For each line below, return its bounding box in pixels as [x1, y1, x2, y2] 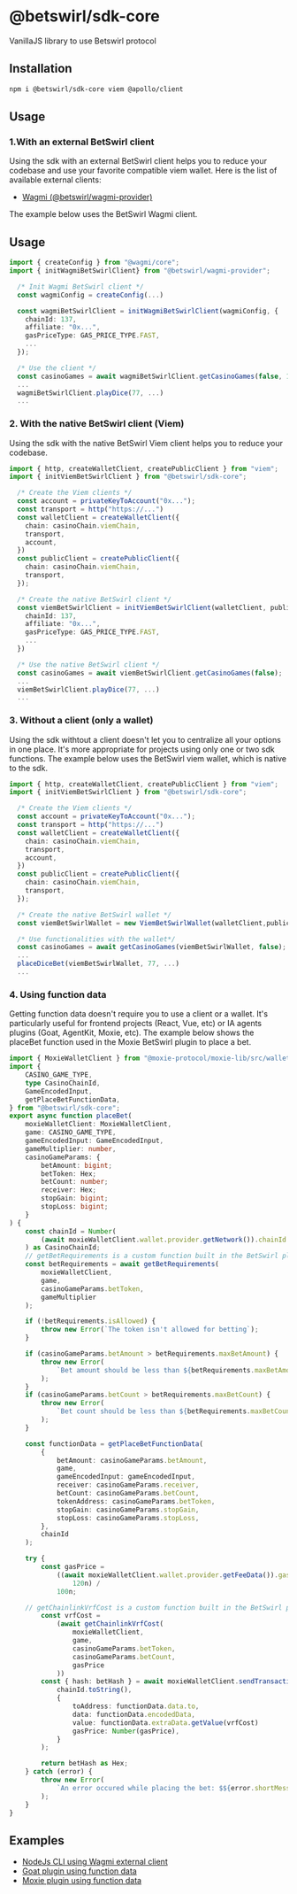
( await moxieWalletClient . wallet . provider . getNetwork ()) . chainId [41, 1235, 287, 1244]
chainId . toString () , [56, 1685, 133, 1695]
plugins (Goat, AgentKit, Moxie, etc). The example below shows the [9, 1027, 255, 1038]
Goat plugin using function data [21, 1866, 137, 1876]
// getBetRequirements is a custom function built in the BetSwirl [25, 1251, 278, 1261]
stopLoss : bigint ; [41, 1202, 109, 1211]
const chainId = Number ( [25, 1226, 117, 1236]
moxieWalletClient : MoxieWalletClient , [25, 1120, 172, 1129]
